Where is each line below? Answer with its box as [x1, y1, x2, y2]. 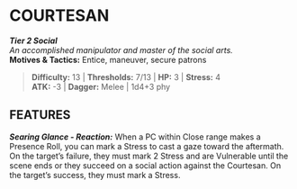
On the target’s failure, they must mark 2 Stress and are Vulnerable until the [9, 150, 289, 161]
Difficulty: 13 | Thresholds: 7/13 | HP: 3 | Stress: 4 [31, 71, 220, 82]
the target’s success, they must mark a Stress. [9, 169, 181, 180]
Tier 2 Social [9, 35, 58, 46]
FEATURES [9, 107, 71, 122]
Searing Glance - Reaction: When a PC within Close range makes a [9, 131, 261, 142]
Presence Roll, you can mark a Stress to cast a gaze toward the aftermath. [9, 140, 284, 151]
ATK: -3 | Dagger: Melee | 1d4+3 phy [31, 81, 171, 92]
